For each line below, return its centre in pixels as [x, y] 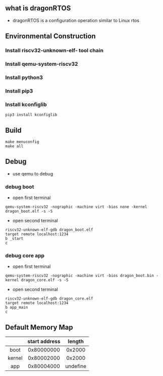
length [76, 341]
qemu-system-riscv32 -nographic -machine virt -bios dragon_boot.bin [80, 276]
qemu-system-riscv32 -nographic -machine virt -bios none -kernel [76, 207]
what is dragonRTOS [38, 8]
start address [44, 341]
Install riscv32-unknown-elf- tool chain [54, 51]
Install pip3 [19, 91]
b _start [14, 239]
